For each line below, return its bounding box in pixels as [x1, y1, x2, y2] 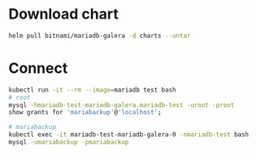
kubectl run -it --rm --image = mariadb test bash [8, 86, 176, 94]
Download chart [8, 5, 120, 24]
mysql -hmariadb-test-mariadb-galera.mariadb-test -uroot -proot [8, 101, 234, 109]
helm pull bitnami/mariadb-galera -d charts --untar [8, 32, 191, 40]
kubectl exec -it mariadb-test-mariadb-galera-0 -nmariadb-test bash [8, 130, 250, 139]
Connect [8, 59, 68, 77]
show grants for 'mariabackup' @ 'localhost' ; [8, 109, 162, 117]
